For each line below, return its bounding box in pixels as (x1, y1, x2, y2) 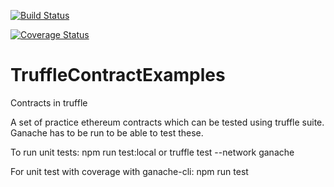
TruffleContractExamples (10, 64, 226, 87)
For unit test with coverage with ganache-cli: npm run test (10, 165, 249, 177)
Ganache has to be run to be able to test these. (10, 126, 204, 139)
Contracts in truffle (10, 96, 88, 109)
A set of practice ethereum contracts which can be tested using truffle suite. (10, 116, 325, 128)
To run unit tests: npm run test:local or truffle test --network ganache (10, 146, 295, 158)
